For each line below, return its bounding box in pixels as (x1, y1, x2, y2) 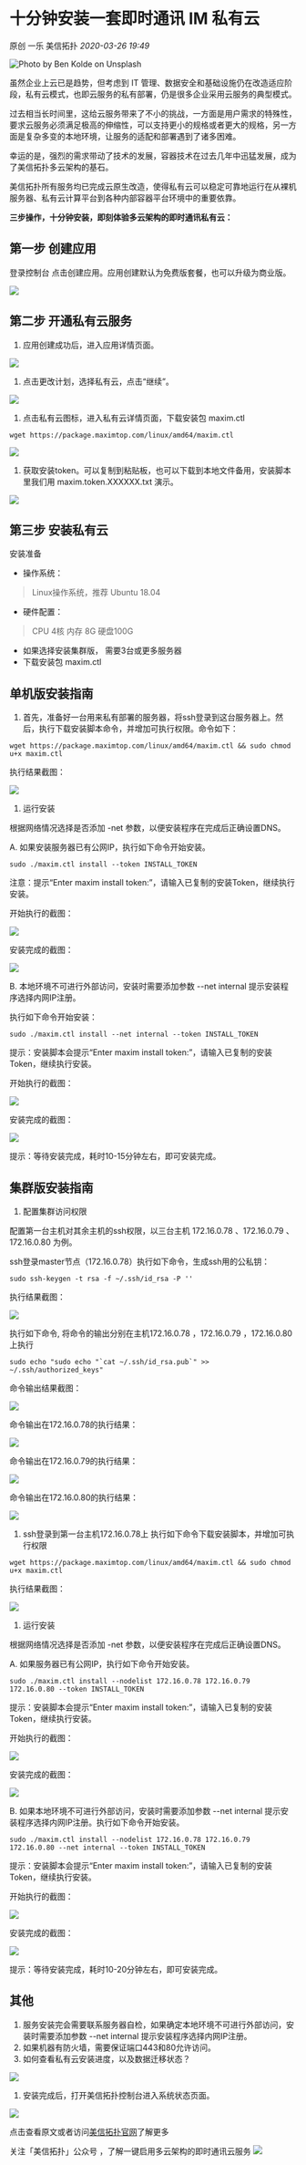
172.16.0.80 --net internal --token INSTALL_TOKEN (9, 1843, 206, 1852)
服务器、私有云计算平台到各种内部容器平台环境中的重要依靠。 (9, 192, 241, 203)
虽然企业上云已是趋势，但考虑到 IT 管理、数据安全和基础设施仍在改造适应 (9, 77, 285, 88)
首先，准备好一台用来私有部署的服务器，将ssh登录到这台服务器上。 (22, 712, 276, 723)
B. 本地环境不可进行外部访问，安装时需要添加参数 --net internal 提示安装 (9, 981, 281, 992)
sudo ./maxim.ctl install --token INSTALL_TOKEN (9, 860, 198, 869)
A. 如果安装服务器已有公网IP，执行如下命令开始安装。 (9, 842, 211, 853)
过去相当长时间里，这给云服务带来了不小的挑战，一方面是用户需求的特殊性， (9, 108, 297, 119)
